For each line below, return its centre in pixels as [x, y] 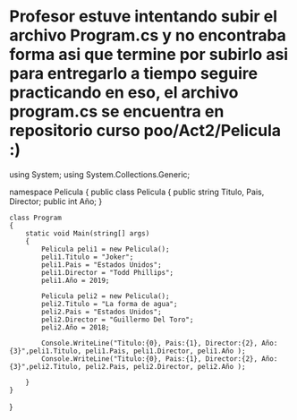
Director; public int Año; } [56, 201]
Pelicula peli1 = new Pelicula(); [106, 249]
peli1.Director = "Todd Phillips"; [108, 272]
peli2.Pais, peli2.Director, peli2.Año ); [165, 366]
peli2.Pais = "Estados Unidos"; [102, 312]
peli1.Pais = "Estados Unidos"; [102, 265]
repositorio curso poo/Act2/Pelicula [145, 131]
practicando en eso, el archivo [124, 93]
